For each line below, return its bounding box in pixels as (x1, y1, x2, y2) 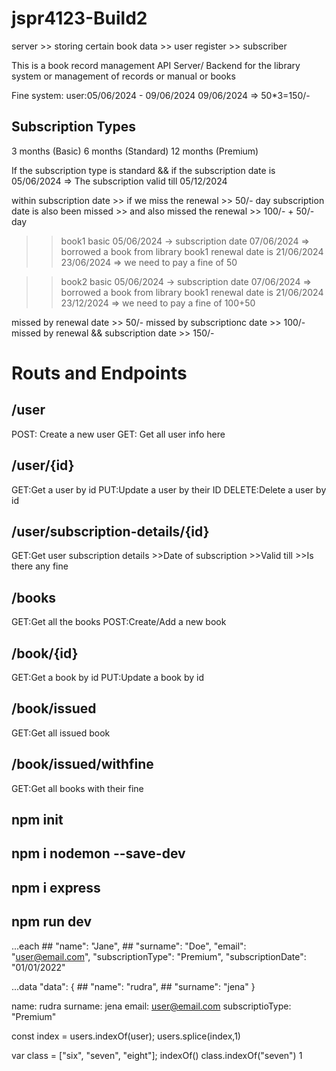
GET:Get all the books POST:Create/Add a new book (11, 616, 227, 628)
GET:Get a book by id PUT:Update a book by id (11, 672, 204, 683)
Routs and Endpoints (11, 362, 188, 384)
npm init (11, 812, 64, 829)
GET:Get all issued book (11, 727, 111, 739)
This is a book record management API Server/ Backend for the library (11, 59, 301, 71)
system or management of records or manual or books (11, 70, 236, 82)
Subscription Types (11, 118, 136, 136)
